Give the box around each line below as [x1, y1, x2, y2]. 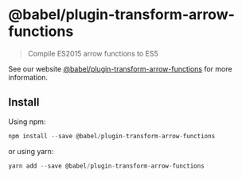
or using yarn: [8, 146, 54, 156]
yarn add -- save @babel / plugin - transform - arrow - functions [8, 161, 205, 170]
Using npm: [8, 117, 46, 126]
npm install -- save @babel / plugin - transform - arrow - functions [8, 132, 216, 140]
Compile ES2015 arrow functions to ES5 [27, 48, 158, 58]
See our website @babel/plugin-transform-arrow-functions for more [8, 64, 232, 73]
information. [8, 72, 49, 82]
